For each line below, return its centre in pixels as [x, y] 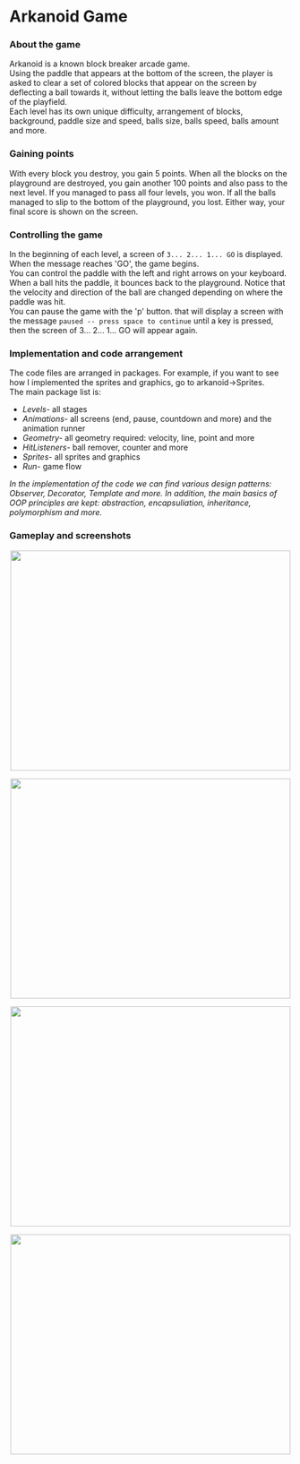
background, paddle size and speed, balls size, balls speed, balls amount [144, 121]
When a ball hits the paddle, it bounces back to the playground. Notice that [147, 283]
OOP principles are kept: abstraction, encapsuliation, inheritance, [130, 503]
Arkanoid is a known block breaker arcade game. [100, 64]
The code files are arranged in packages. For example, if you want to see [144, 373]
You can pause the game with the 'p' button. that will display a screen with [146, 312]
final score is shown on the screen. [74, 211]
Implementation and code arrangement [96, 353]
